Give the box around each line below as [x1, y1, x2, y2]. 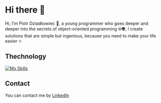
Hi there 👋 [5, 4, 45, 16]
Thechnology [5, 52, 47, 61]
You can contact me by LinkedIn [5, 92, 69, 98]
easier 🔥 [5, 38, 22, 44]
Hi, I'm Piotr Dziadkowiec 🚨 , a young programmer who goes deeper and [5, 20, 149, 26]
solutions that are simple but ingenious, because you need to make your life [5, 33, 156, 38]
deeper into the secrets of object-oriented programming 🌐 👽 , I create [5, 26, 143, 32]
